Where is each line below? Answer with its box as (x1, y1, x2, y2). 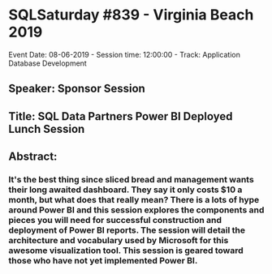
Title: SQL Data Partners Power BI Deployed (8, 109, 233, 123)
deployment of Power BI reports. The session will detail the (8, 225, 246, 236)
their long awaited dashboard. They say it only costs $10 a (8, 184, 243, 195)
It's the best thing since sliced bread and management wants (8, 174, 254, 186)
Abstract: (8, 150, 58, 164)
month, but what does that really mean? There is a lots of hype (8, 195, 260, 206)
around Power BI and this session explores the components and (8, 204, 265, 216)
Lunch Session (8, 122, 85, 135)
